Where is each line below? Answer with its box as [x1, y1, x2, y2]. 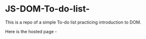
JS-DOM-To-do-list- [5, 3, 90, 14]
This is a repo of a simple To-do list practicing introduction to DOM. [5, 19, 142, 25]
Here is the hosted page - [5, 28, 58, 34]
